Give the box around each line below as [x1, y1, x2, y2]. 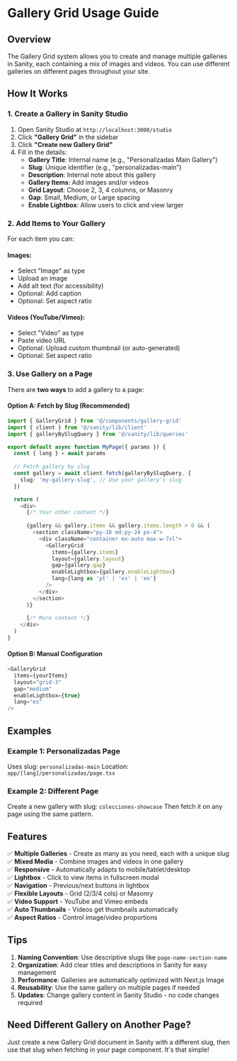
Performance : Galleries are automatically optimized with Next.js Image [17, 975, 224, 984]
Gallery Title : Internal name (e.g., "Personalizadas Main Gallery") [28, 155, 218, 164]
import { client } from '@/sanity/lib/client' [7, 424, 147, 431]
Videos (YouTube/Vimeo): [7, 312, 86, 321]
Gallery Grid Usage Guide [7, 5, 159, 21]
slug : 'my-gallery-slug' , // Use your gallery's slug [20, 476, 182, 484]
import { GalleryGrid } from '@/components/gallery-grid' [7, 417, 182, 424]
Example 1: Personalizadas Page [7, 746, 120, 756]
